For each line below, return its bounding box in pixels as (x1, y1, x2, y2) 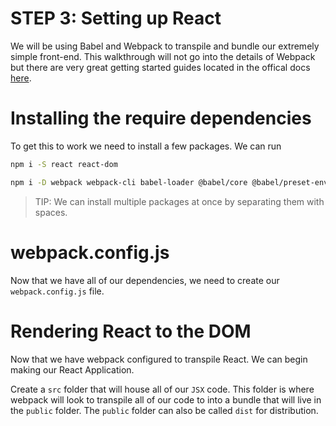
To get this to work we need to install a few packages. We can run (10, 140, 282, 152)
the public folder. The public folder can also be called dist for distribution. (10, 404, 319, 416)
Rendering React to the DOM (10, 320, 252, 342)
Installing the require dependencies (10, 107, 312, 130)
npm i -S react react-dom (10, 159, 118, 169)
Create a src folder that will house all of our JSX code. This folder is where (10, 383, 315, 395)
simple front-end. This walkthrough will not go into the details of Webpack (10, 50, 316, 62)
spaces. (34, 206, 68, 218)
